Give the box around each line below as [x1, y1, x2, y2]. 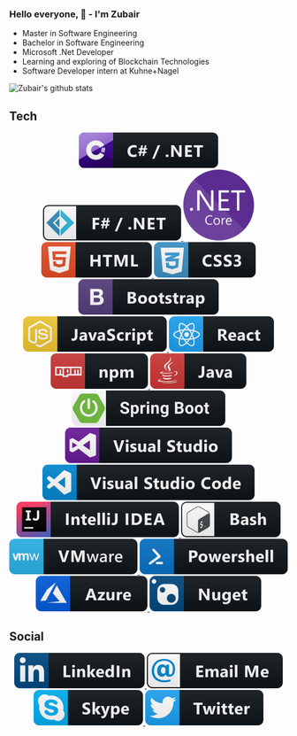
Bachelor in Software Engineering [21, 37, 145, 48]
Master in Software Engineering [21, 28, 138, 39]
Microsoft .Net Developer [21, 47, 115, 58]
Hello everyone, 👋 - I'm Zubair [9, 8, 140, 20]
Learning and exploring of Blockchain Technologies [21, 57, 209, 67]
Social [9, 629, 44, 644]
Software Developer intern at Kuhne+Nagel [21, 66, 179, 76]
